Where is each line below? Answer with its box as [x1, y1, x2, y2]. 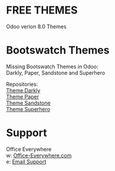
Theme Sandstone [6, 99, 51, 106]
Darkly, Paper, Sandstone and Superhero [6, 69, 106, 76]
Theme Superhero [6, 105, 51, 112]
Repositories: [6, 81, 38, 88]
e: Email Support [6, 158, 47, 165]
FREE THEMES [6, 4, 78, 17]
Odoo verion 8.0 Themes [6, 23, 67, 30]
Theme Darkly [6, 86, 41, 94]
